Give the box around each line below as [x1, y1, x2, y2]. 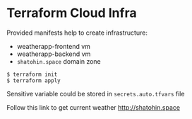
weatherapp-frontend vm [16, 42, 91, 50]
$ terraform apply [6, 76, 61, 84]
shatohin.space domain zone [16, 57, 102, 65]
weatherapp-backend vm [16, 50, 91, 58]
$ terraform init [6, 71, 58, 78]
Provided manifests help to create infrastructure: [6, 28, 148, 37]
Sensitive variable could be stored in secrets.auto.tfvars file [6, 89, 185, 98]
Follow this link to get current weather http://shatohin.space [6, 103, 181, 111]
